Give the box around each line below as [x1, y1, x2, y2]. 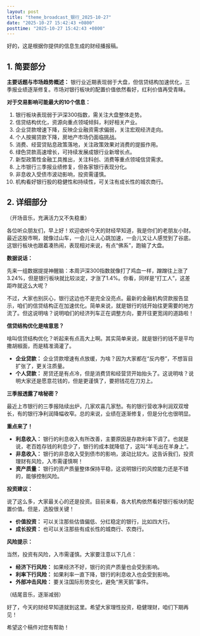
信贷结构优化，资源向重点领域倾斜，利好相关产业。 [15, 119, 141, 126]
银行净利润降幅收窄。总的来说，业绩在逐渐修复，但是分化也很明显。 [27, 410, 194, 417]
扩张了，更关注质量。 [15, 362, 68, 369]
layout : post [7, 8, 39, 15]
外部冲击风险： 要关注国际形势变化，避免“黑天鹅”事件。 [15, 578, 152, 585]
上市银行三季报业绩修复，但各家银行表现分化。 [15, 163, 130, 170]
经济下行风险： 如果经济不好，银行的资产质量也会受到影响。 [15, 563, 163, 570]
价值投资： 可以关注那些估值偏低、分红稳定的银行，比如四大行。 [15, 517, 173, 525]
